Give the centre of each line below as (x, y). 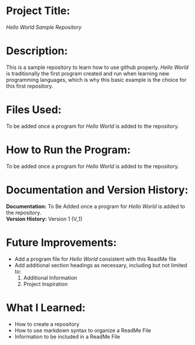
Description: (37, 51)
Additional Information (50, 277)
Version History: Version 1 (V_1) (44, 218)
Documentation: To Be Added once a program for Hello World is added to (96, 206)
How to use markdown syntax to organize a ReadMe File (83, 330)
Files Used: (34, 110)
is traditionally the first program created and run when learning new (88, 73)
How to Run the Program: (68, 150)
